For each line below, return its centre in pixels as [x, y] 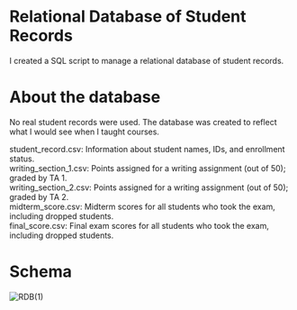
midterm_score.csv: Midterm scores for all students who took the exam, [143, 206]
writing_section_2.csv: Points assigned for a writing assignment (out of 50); [149, 187]
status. [22, 159]
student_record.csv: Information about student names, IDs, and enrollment [147, 149]
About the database [85, 97]
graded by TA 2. [39, 196]
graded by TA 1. [38, 178]
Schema [40, 272]
